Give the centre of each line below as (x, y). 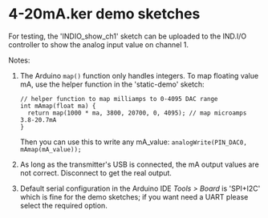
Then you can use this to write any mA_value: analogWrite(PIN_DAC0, (133, 142)
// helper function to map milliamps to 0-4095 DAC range (119, 99)
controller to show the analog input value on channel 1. (99, 44)
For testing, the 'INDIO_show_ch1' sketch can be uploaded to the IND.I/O (128, 36)
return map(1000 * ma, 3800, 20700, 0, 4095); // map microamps (137, 113)
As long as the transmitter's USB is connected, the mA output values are (139, 164)
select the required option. (64, 205)
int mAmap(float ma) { (58, 106)
